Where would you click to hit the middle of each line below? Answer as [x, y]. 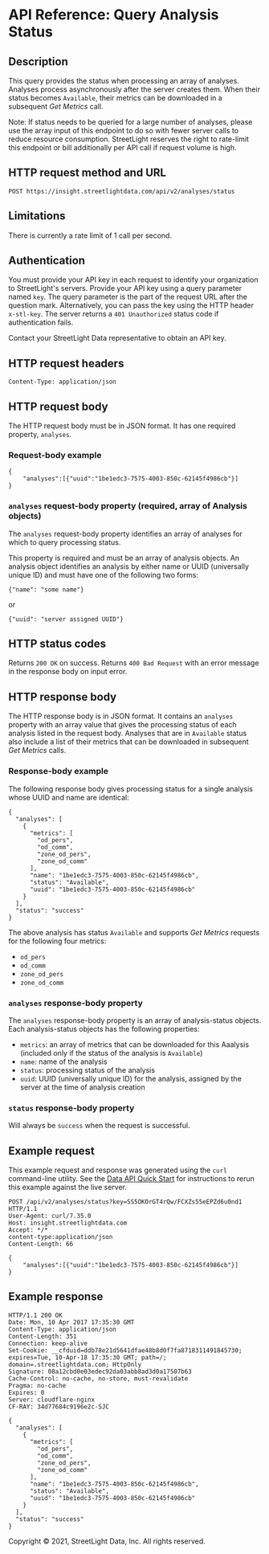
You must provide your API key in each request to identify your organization [133, 280]
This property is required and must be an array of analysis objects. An [124, 558]
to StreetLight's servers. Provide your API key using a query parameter [125, 288]
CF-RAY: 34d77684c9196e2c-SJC [59, 1407]
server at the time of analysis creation [83, 1087]
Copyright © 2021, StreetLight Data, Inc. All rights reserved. [107, 1541]
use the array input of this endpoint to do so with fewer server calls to [124, 131]
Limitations [37, 216]
